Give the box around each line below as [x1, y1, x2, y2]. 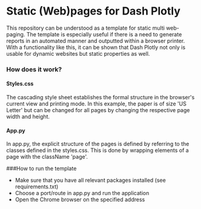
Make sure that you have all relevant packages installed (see [15, 177, 166, 184]
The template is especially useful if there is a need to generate [26, 30, 182, 38]
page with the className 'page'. [6, 153, 88, 161]
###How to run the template [6, 165, 77, 172]
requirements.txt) [15, 183, 59, 190]
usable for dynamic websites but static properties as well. [6, 50, 150, 57]
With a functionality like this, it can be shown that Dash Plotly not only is [6, 44, 186, 51]
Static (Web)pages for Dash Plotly [6, 4, 180, 18]
